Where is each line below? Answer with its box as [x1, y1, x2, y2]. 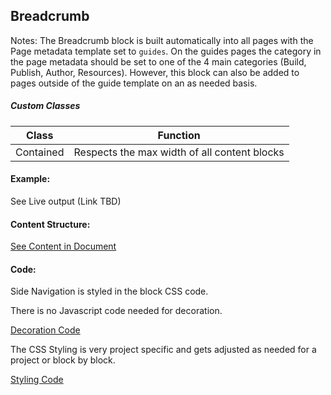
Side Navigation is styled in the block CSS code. [10, 285, 209, 298]
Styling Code [10, 374, 64, 386]
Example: [10, 173, 51, 185]
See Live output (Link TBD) [10, 195, 122, 207]
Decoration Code [10, 324, 81, 336]
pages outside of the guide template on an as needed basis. [10, 77, 258, 89]
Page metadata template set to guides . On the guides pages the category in [10, 45, 322, 57]
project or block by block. [10, 354, 116, 366]
